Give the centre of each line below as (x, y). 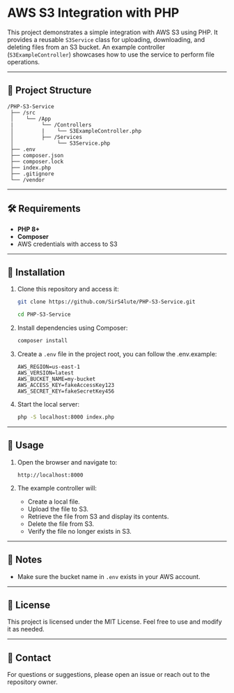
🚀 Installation (36, 272)
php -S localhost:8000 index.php (66, 417)
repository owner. (32, 682)
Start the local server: (48, 404)
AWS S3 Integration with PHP (93, 13)
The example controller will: (57, 488)
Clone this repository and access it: (68, 289)
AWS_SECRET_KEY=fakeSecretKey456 (66, 391)
